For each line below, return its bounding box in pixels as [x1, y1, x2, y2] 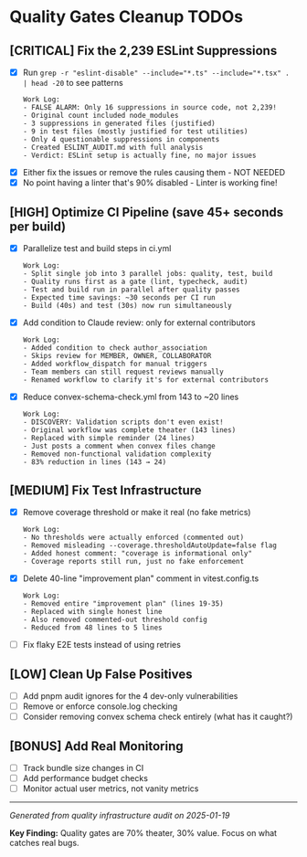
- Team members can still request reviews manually [22, 367, 224, 376]
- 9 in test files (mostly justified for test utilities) [22, 127, 249, 136]
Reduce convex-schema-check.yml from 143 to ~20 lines [22, 391, 239, 403]
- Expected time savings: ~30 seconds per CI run [22, 293, 217, 302]
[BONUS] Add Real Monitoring [9, 738, 185, 754]
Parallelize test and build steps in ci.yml [22, 243, 172, 253]
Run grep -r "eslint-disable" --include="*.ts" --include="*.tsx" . [22, 67, 290, 78]
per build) [9, 218, 67, 234]
